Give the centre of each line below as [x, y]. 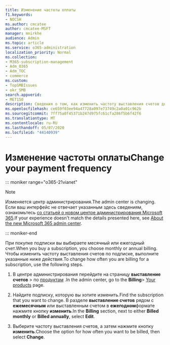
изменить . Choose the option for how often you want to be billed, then [86, 332]
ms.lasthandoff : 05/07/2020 [35, 128]
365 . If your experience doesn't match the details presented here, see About [84, 218]
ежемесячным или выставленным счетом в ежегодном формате [84, 306]
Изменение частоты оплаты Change [85, 157]
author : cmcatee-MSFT [28, 29]
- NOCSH [13, 19]
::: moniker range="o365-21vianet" [41, 182]
